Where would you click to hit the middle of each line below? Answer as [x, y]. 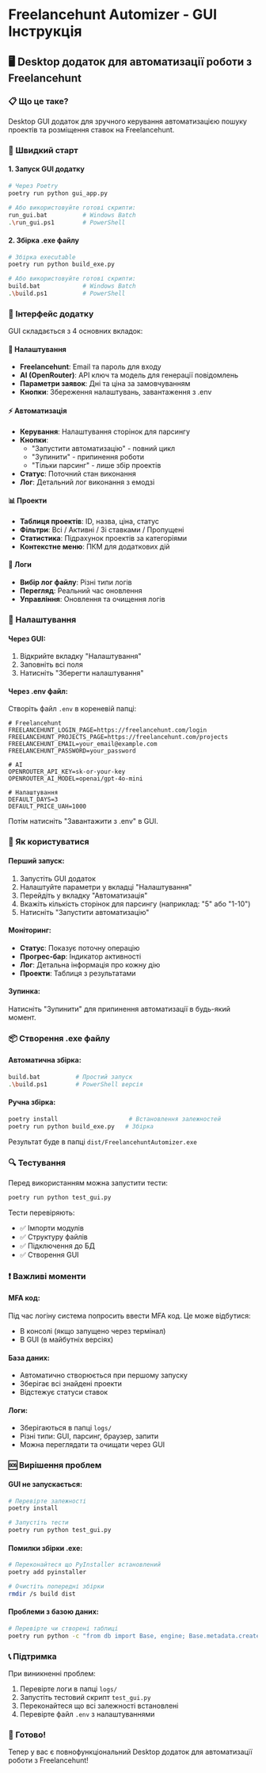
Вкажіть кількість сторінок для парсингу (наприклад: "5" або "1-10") [135, 904]
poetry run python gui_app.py [58, 193]
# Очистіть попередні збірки [56, 1587]
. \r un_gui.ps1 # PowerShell [67, 222]
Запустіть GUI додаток [58, 879]
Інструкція [45, 31]
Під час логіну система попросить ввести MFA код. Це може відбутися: [129, 1316]
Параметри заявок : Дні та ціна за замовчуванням [105, 384]
